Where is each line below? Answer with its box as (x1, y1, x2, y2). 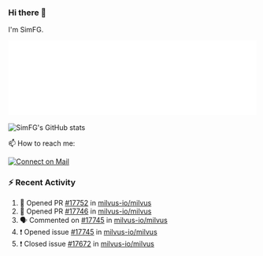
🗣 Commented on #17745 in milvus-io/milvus (19, 215, 168, 224)
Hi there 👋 (8, 7, 47, 18)
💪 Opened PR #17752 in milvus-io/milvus (19, 198, 152, 207)
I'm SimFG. (8, 25, 44, 35)
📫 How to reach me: (8, 139, 76, 148)
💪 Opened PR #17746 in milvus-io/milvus (19, 206, 152, 216)
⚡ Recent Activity (8, 177, 76, 188)
